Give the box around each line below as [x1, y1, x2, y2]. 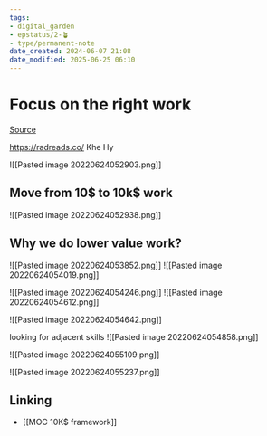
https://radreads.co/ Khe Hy [9, 141, 114, 152]
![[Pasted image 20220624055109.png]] [9, 349, 160, 360]
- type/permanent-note [9, 38, 95, 48]
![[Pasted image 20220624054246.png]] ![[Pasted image [9, 287, 224, 298]
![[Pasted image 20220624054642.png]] [9, 314, 163, 325]
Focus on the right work [9, 94, 192, 115]
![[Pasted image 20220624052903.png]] [9, 159, 162, 170]
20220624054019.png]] [9, 269, 100, 280]
